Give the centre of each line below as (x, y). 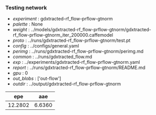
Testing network (26, 8)
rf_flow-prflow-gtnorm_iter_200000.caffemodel (63, 35)
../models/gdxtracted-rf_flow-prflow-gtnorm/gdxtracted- (91, 30)
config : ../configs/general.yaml (46, 46)
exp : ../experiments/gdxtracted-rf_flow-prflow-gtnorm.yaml (76, 62)
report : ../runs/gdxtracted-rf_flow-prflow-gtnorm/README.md (79, 67)
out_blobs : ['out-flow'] (37, 79)
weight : (21, 30)
